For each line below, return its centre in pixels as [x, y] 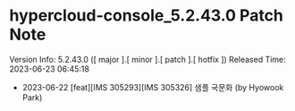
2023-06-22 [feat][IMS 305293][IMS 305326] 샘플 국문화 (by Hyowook [153, 87]
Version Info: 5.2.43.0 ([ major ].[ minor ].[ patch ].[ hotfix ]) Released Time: [147, 59]
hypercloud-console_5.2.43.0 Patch [147, 16]
